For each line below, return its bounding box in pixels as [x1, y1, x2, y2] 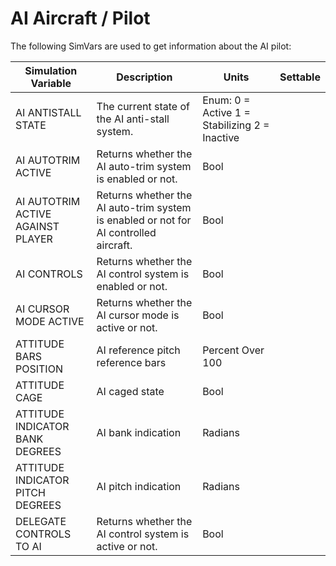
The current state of [96, 99, 190, 113]
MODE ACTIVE [15, 314, 85, 328]
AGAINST [15, 219, 60, 233]
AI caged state [96, 384, 165, 398]
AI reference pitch [96, 343, 181, 357]
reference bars [96, 355, 167, 369]
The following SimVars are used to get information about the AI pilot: [10, 40, 292, 52]
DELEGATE [15, 514, 67, 528]
